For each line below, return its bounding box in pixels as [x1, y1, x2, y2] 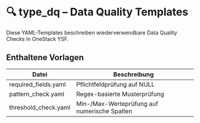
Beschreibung [112, 70, 154, 78]
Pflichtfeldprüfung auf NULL [76, 80, 155, 89]
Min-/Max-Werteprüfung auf [76, 99, 159, 108]
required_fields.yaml [9, 80, 66, 89]
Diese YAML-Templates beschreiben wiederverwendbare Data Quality [6, 29, 177, 36]
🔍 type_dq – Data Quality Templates [6, 5, 189, 19]
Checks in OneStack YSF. [6, 35, 69, 42]
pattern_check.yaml [9, 90, 64, 98]
